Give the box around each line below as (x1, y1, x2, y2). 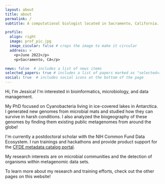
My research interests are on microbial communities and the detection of (5, 154, 152, 159)
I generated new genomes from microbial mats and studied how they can (5, 108, 153, 114)
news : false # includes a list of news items (5, 66, 102, 71)
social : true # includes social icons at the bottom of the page (5, 75, 144, 80)
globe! (5, 124, 18, 130)
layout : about (5, 7, 34, 12)
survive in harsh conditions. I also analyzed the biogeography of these (5, 114, 147, 119)
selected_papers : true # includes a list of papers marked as (5, 71, 135, 76)
